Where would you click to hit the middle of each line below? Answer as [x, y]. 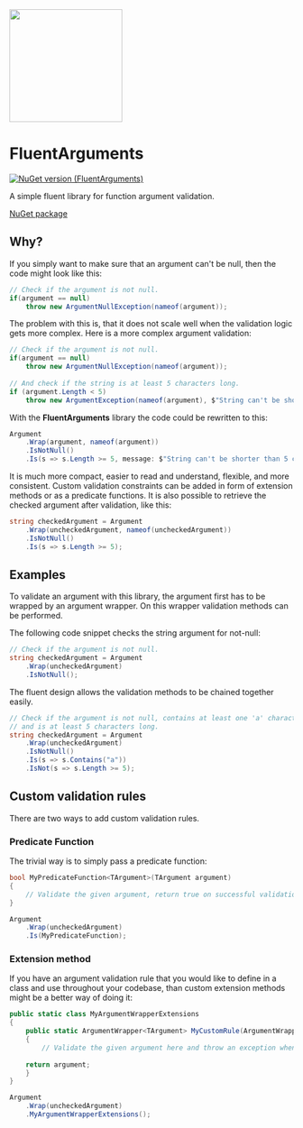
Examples [37, 575]
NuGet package [38, 213]
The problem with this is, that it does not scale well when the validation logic [151, 324]
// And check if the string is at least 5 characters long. [125, 383]
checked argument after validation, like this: [91, 505]
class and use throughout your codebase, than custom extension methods [147, 988]
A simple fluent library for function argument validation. [112, 196]
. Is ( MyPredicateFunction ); [76, 936]
